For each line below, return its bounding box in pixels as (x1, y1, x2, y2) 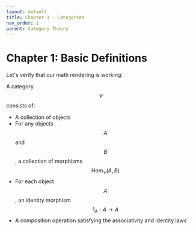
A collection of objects (14, 113, 71, 121)
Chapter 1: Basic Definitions (6, 52, 147, 65)
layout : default (6, 8, 47, 15)
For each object (14, 178, 54, 185)
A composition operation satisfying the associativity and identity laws (14, 217, 187, 224)
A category (6, 83, 34, 90)
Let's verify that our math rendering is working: (6, 71, 123, 79)
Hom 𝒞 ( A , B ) (91, 167, 120, 175)
